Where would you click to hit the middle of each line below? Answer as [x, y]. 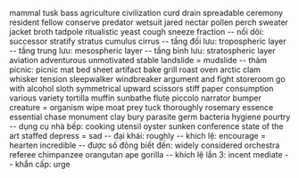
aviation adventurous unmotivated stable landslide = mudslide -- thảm [138, 60]
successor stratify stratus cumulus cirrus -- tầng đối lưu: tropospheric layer [148, 41]
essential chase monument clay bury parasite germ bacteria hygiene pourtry [150, 117]
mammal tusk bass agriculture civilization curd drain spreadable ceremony [146, 13]
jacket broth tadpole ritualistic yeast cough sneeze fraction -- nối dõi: [137, 32]
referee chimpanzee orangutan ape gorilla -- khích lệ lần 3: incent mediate [146, 154]
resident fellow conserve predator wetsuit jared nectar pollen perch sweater [149, 22]
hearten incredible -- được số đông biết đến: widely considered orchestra [145, 145]
